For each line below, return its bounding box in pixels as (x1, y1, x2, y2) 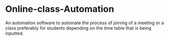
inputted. (5, 30, 24, 36)
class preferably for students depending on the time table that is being (5, 25, 151, 31)
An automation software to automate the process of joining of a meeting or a (5, 20, 164, 26)
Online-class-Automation (5, 3, 115, 15)
